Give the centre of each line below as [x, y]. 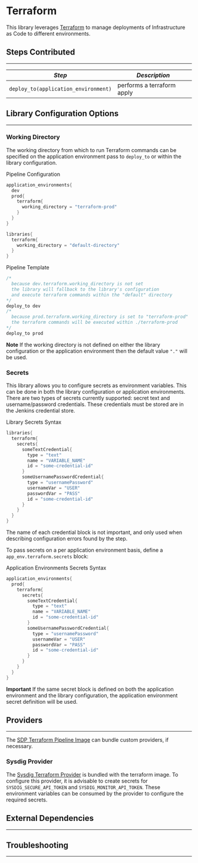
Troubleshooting [37, 845]
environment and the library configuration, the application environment [92, 695]
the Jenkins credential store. [41, 411]
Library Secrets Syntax [34, 422]
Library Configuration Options [62, 114]
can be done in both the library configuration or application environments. [96, 392]
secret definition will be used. [42, 701]
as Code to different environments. [48, 33]
